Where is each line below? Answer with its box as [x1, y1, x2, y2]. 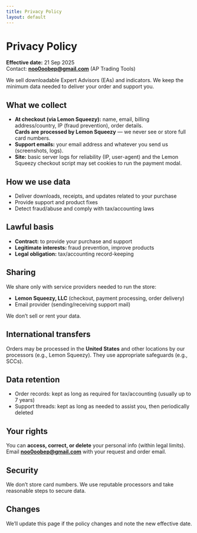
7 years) [14, 397, 35, 404]
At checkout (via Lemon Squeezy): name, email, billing [14, 116, 149, 123]
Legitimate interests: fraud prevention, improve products [14, 244, 155, 251]
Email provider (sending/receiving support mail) [14, 300, 131, 308]
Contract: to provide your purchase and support [14, 237, 133, 245]
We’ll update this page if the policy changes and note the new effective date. [6, 520, 193, 527]
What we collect [6, 100, 67, 110]
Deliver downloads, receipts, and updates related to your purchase [14, 192, 177, 200]
